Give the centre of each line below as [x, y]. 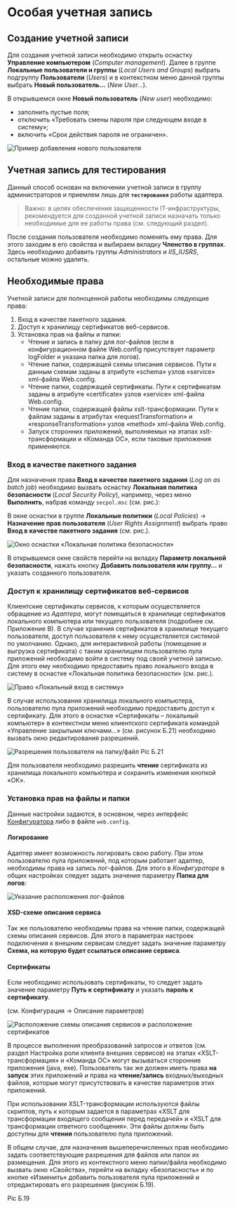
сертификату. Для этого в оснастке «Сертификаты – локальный [103, 716]
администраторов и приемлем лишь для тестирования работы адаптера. [116, 195]
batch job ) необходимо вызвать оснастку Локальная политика [102, 487]
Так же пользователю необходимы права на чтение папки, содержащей [116, 928]
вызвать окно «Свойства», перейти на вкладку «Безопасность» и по [110, 1170]
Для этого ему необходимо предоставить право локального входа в [110, 666]
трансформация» [33, 1060]
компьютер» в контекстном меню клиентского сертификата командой [113, 723]
